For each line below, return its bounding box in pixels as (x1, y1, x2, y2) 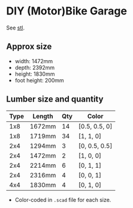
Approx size (6, 41, 52, 52)
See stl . (6, 24, 25, 31)
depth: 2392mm (14, 64, 55, 71)
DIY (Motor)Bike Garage (6, 4, 128, 18)
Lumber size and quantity (6, 94, 104, 105)
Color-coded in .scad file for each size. (14, 196, 111, 203)
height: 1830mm (14, 70, 55, 78)
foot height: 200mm (14, 76, 64, 84)
